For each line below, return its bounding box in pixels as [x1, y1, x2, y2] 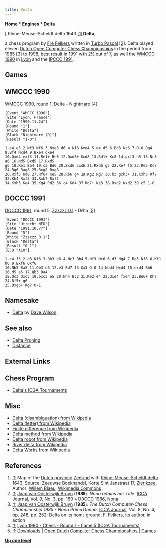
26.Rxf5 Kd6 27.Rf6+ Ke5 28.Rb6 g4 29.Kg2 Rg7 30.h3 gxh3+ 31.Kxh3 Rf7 [5, 172, 157, 177]
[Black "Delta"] [5, 239, 39, 244]
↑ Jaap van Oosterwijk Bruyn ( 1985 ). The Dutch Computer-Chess [12, 501, 148, 507]
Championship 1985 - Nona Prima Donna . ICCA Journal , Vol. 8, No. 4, [12, 507, 156, 513]
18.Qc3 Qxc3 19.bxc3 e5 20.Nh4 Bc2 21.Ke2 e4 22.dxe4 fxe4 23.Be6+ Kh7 [5, 274, 157, 279]
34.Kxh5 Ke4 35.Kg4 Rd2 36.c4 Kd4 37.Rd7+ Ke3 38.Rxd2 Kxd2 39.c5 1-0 [5, 180, 155, 185]
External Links [5, 357, 51, 365]
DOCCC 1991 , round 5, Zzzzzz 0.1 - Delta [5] [5, 207, 96, 213]
